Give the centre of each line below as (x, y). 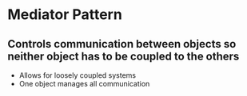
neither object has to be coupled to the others (124, 56)
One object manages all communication (84, 84)
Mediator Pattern (65, 15)
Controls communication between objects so (122, 44)
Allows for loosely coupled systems (78, 75)
